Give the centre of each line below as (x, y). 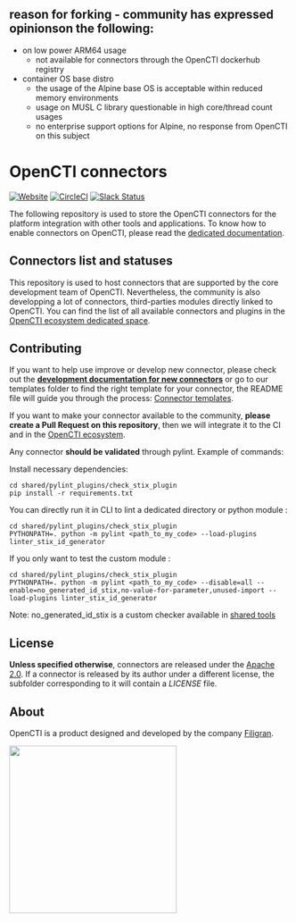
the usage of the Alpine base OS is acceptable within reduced (149, 88)
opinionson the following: (82, 29)
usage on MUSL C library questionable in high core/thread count (154, 107)
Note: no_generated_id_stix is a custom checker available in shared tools (143, 615)
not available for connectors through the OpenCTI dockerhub (148, 59)
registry (50, 69)
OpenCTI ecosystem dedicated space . (80, 320)
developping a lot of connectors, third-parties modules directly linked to (141, 301)
